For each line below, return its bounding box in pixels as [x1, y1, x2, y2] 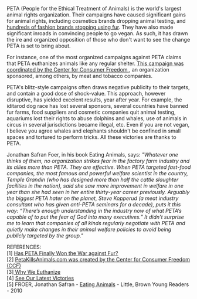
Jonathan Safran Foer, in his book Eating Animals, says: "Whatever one [6, 151, 178, 158]
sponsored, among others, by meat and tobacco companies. [6, 73, 153, 79]
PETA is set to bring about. [6, 42, 71, 49]
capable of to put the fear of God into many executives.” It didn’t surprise [6, 213, 184, 220]
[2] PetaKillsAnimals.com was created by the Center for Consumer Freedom [6, 256, 190, 263]
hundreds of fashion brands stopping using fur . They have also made [6, 23, 174, 30]
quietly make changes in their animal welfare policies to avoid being [6, 226, 172, 233]
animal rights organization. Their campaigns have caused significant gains [6, 11, 186, 18]
